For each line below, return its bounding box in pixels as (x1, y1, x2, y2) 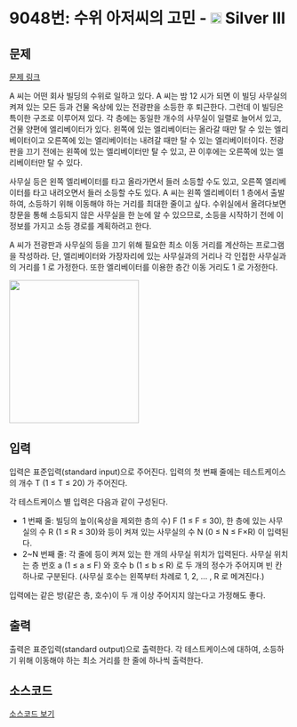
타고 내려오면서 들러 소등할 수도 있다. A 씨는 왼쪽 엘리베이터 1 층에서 (32, 188, 269, 198)
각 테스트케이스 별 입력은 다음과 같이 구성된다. (9, 496, 169, 507)
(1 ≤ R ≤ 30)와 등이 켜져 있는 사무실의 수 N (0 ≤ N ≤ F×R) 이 (55, 526, 265, 537)
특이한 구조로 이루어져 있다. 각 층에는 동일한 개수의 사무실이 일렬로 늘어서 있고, (9, 113, 282, 123)
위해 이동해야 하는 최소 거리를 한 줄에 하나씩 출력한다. (18, 655, 204, 666)
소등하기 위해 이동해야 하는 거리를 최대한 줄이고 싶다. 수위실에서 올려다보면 (28, 198, 287, 209)
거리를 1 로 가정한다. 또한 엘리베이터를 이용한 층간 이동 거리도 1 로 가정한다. (18, 262, 278, 272)
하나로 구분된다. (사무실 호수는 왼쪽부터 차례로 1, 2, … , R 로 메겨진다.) (21, 570, 265, 581)
